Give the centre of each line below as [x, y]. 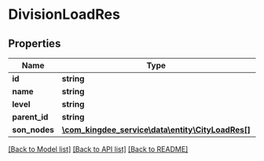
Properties [35, 44]
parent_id [30, 117]
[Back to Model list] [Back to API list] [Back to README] [98, 149]
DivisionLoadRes [64, 15]
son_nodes [33, 130]
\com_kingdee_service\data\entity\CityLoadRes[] [156, 130]
